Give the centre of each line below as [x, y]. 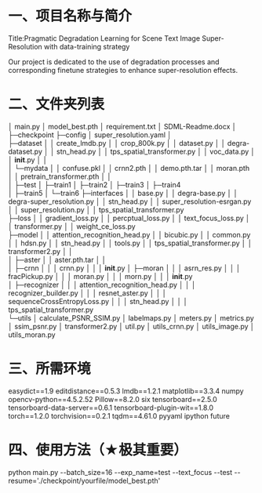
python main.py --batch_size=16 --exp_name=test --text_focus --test [120, 472]
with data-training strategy [87, 46]
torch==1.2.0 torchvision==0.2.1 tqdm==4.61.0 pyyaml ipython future [119, 415]
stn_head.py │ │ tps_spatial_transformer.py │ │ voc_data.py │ [156, 151]
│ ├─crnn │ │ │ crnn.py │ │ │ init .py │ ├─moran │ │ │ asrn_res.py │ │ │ [124, 268]
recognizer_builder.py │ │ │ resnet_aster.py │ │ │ [87, 293]
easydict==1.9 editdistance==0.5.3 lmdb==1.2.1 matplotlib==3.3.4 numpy [126, 391]
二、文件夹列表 [56, 105]
